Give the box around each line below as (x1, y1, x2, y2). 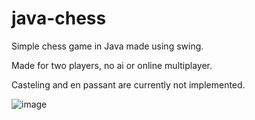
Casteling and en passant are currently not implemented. (11, 78, 246, 91)
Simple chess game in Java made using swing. (11, 40, 204, 52)
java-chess (11, 7, 107, 30)
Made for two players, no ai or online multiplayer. (11, 59, 213, 71)
